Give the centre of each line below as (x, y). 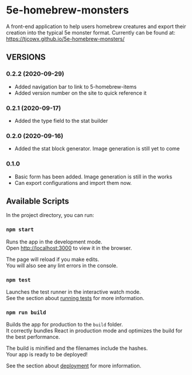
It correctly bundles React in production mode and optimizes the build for (94, 331)
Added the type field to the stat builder (61, 121)
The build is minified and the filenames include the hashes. (77, 348)
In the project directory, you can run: (50, 215)
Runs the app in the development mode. (54, 242)
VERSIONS (26, 57)
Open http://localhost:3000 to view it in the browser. (69, 248)
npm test (18, 280)
